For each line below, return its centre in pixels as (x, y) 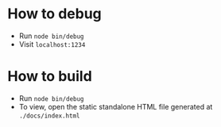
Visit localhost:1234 (52, 44)
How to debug (55, 14)
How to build (50, 77)
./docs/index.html (49, 116)
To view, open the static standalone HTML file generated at (116, 106)
